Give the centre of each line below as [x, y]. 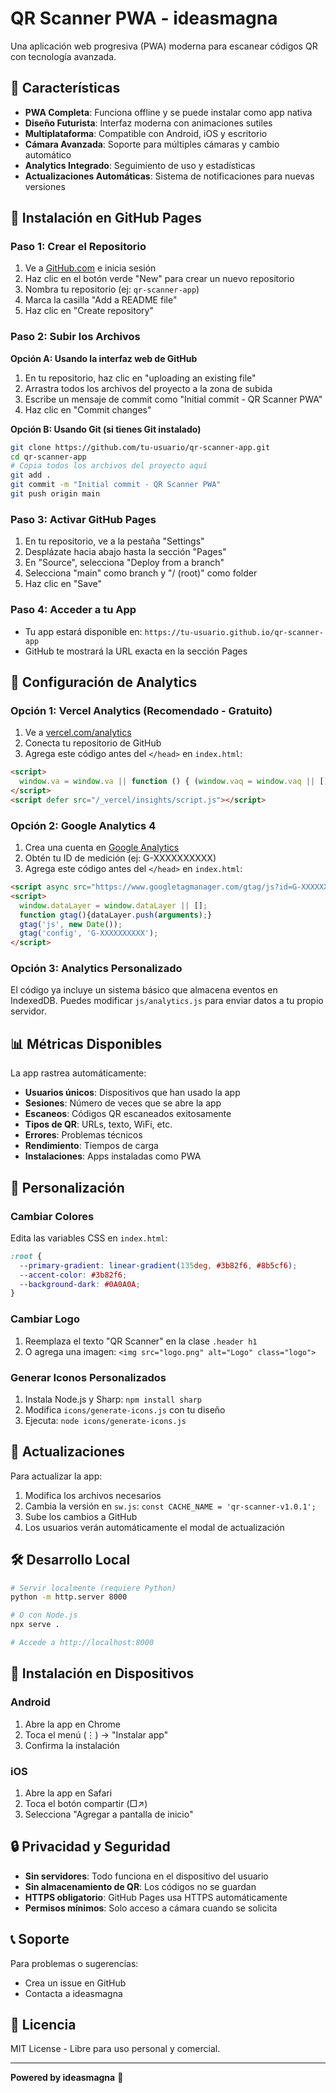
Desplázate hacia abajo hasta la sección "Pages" [125, 552]
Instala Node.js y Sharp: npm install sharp [113, 1399]
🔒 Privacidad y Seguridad [90, 1847]
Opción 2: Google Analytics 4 [83, 825]
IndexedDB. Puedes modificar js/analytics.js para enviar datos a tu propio [167, 1001]
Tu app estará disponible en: [83, 631]
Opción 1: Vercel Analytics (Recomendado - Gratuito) [141, 710]
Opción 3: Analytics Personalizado [96, 969]
